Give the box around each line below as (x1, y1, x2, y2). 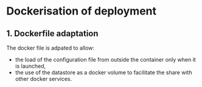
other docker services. (15, 76, 72, 82)
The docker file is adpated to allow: (6, 44, 95, 51)
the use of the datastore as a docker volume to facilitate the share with (15, 69, 193, 76)
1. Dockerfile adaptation (6, 28, 99, 39)
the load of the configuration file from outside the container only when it (15, 56, 196, 63)
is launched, (15, 62, 46, 69)
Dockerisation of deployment (6, 4, 157, 18)
